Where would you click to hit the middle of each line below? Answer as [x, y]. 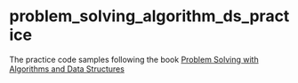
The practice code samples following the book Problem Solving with [134, 59]
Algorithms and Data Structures [67, 69]
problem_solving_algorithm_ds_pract [149, 16]
